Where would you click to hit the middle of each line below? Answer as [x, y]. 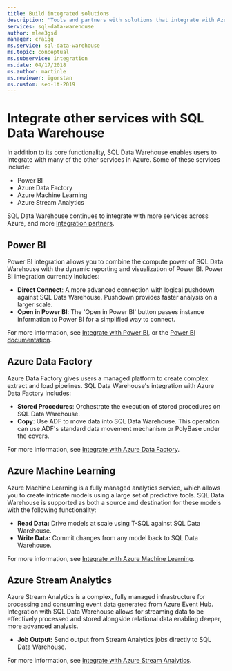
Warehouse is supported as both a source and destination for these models [114, 502]
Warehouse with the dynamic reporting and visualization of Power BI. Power [115, 269]
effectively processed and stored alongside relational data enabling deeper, [115, 619]
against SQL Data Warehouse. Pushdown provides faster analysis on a [117, 297]
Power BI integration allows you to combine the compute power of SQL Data [115, 261]
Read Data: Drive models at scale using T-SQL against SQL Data [109, 523]
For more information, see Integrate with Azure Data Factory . [93, 449]
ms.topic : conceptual [38, 53]
